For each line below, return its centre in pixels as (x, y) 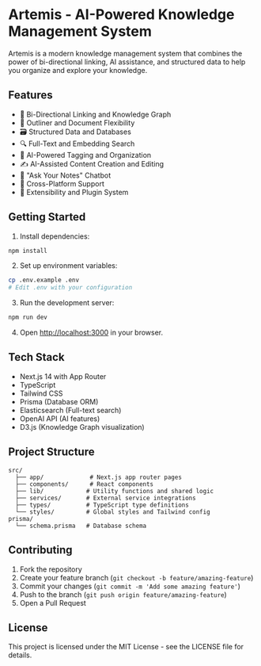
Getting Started (47, 217)
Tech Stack (36, 357)
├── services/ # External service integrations (106, 498)
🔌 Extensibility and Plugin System (74, 192)
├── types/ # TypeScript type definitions (102, 505)
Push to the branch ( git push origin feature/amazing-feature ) (123, 594)
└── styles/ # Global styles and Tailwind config (113, 512)
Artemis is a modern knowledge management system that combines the (125, 53)
